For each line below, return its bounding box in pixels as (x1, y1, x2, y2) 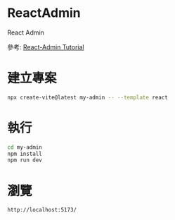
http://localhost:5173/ (7, 207, 77, 214)
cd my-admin (7, 143, 42, 151)
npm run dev (7, 157, 42, 164)
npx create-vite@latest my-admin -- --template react (7, 94, 169, 101)
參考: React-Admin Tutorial (7, 42, 84, 51)
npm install (7, 150, 42, 157)
